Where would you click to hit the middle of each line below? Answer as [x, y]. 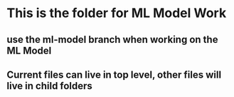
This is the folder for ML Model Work [117, 13]
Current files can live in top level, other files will [114, 75]
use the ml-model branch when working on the [112, 40]
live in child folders [50, 86]
